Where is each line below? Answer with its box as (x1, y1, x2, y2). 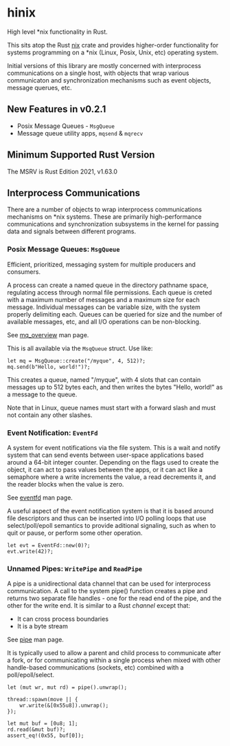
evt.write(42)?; (7, 548, 54, 555)
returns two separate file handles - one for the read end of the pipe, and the (7, 594, 222, 603)
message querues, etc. (7, 83, 72, 92)
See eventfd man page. (7, 493, 73, 502)
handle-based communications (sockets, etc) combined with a (7, 663, 184, 672)
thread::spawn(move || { (7, 696, 78, 703)
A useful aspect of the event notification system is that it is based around (7, 507, 214, 515)
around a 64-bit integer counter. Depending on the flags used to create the (7, 458, 219, 466)
